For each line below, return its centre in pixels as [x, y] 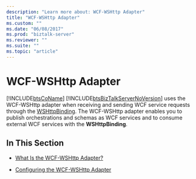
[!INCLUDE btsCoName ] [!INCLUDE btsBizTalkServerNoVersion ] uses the [96, 98]
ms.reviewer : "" [27, 40]
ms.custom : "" [24, 23]
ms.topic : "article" [32, 52]
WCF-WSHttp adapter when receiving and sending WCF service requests [98, 104]
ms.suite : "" [23, 46]
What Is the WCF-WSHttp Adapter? [59, 158]
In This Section [35, 143]
